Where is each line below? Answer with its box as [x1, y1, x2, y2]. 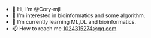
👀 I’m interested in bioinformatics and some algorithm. [11, 12, 146, 19]
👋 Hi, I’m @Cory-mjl [11, 6, 61, 12]
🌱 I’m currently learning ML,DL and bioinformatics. [11, 18, 137, 25]
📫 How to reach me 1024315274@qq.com [11, 25, 117, 32]
